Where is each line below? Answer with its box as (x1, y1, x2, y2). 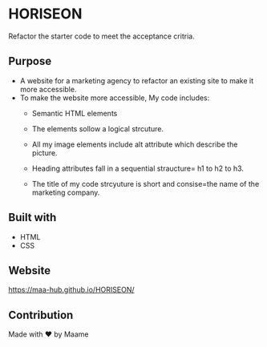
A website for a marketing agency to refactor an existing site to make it (19, 75, 254, 85)
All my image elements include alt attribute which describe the (31, 139, 238, 149)
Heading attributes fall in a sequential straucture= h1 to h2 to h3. (31, 163, 245, 173)
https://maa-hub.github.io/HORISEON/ (8, 285, 135, 295)
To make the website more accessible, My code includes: (19, 93, 210, 103)
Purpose (8, 54, 52, 68)
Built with (8, 211, 57, 224)
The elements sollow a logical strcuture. (31, 123, 164, 133)
